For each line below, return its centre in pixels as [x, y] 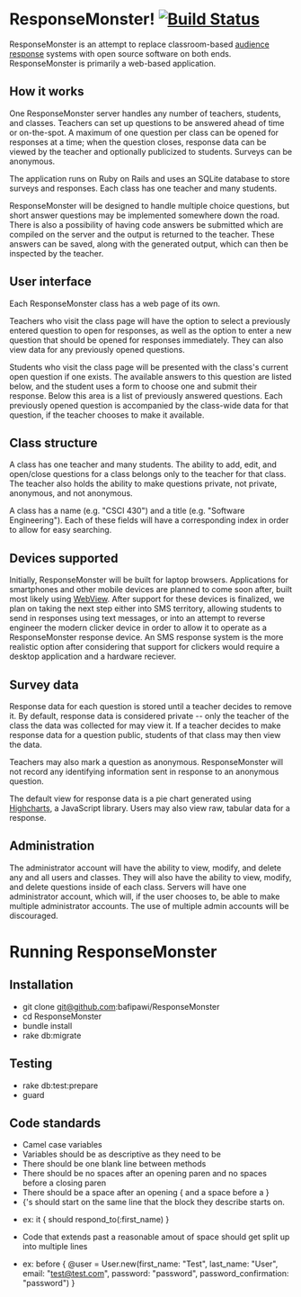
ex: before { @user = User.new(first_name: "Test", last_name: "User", [150, 1264]
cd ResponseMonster [62, 1016]
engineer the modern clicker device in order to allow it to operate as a [138, 628]
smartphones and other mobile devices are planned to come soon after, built [151, 590]
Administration [52, 846]
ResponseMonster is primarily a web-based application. [113, 63]
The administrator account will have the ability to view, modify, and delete [145, 868]
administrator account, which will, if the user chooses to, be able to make [145, 896]
